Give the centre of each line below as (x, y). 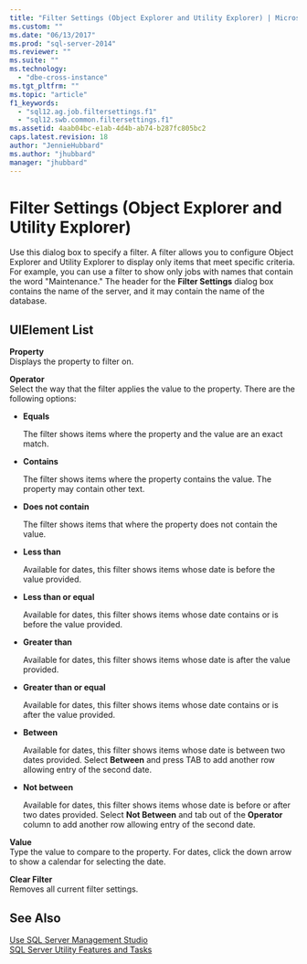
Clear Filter (31, 880)
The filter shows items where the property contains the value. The (147, 479)
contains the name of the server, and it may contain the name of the (137, 291)
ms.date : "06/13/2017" (53, 35)
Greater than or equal (64, 688)
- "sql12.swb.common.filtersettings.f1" (95, 120)
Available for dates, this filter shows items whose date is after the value (156, 660)
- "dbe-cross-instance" (63, 78)
